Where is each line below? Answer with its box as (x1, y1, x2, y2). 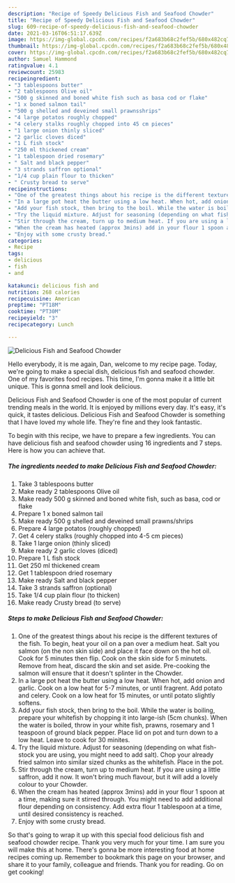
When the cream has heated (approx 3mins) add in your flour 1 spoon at (17, 787, 225, 796)
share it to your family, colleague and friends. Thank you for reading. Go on (8, 860, 224, 868)
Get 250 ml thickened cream (17, 561, 100, 569)
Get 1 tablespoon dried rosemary (17, 568, 112, 577)
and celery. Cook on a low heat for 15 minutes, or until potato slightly (17, 691, 215, 700)
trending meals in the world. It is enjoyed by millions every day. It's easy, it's (8, 402, 226, 412)
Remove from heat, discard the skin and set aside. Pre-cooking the (17, 661, 211, 670)
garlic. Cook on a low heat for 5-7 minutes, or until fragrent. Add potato (17, 684, 222, 692)
